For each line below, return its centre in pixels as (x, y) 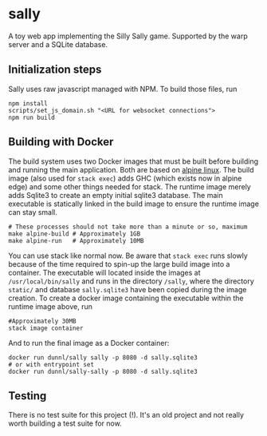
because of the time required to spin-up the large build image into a (119, 264)
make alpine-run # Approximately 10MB (77, 240)
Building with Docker (61, 142)
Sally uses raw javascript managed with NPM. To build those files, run (123, 89)
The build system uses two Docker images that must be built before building (133, 161)
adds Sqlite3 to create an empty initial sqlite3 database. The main (116, 195)
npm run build (32, 117)
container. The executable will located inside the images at (104, 272)
